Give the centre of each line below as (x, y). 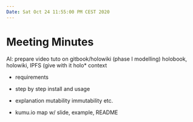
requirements (32, 77)
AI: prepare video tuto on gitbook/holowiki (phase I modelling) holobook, (97, 59)
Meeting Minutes (50, 42)
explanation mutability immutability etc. (64, 100)
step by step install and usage (52, 89)
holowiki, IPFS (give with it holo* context (57, 65)
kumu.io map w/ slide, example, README (66, 112)
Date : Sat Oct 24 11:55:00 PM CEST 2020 (58, 12)
